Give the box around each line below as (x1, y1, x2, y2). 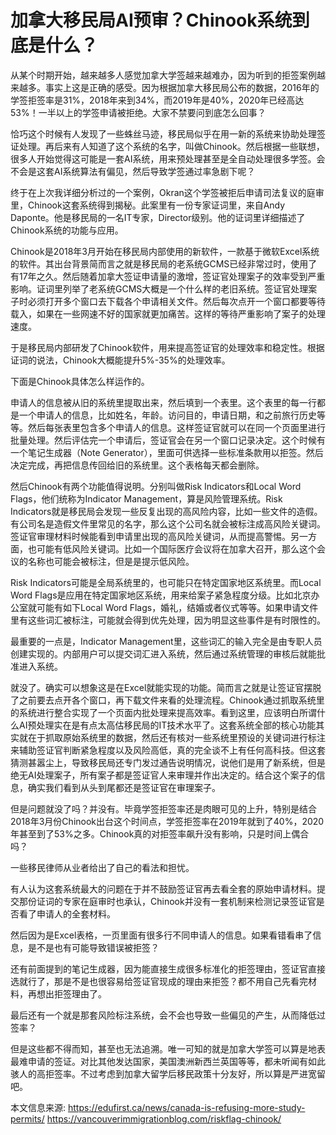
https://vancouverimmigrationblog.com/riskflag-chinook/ (46, 1112, 282, 1125)
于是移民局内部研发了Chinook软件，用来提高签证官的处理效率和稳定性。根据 (10, 341, 325, 353)
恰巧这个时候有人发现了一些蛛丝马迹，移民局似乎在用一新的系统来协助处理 (10, 127, 317, 140)
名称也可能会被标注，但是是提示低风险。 (27, 555, 195, 567)
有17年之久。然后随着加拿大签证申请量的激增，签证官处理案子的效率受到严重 (10, 270, 326, 282)
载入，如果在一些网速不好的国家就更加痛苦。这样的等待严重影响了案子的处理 (10, 307, 326, 320)
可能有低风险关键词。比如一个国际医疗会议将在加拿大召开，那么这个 (36, 542, 317, 555)
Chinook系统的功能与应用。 (10, 224, 124, 236)
